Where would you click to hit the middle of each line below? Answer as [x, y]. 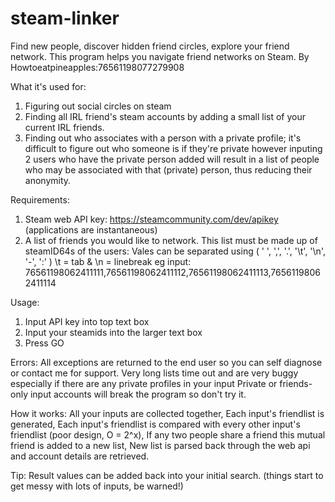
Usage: [25, 302]
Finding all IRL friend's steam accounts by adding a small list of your [165, 116]
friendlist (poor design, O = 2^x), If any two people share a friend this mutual [168, 434]
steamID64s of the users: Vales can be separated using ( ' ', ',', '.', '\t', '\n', [175, 251]
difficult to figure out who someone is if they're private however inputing [173, 148]
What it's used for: [48, 86]
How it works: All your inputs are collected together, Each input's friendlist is [167, 413]
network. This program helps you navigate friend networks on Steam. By [160, 56]
